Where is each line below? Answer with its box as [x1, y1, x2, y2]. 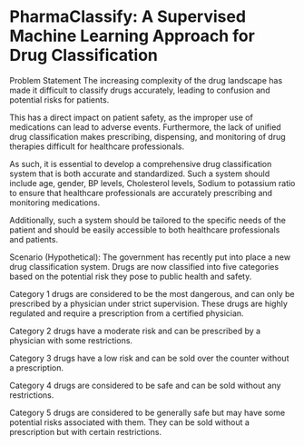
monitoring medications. [9, 197, 101, 208]
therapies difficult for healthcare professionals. [9, 141, 185, 152]
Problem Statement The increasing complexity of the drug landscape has [9, 74, 283, 85]
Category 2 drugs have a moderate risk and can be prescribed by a [9, 325, 261, 336]
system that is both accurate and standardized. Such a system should [9, 168, 270, 179]
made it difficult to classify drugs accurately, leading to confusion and [9, 84, 270, 95]
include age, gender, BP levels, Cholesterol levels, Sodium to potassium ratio [9, 177, 296, 188]
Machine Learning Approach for [9, 25, 256, 46]
